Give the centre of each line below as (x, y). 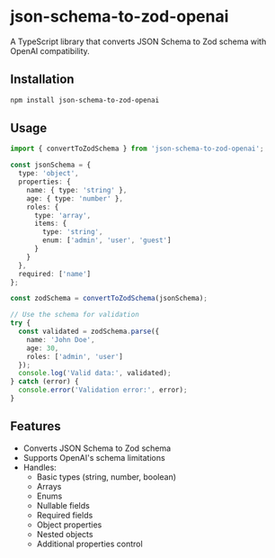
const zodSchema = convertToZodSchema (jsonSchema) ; (109, 299)
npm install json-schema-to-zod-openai (85, 100)
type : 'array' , (62, 215)
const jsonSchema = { (51, 165)
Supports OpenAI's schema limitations (94, 457)
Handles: (40, 467)
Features (35, 426)
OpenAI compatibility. (50, 50)
